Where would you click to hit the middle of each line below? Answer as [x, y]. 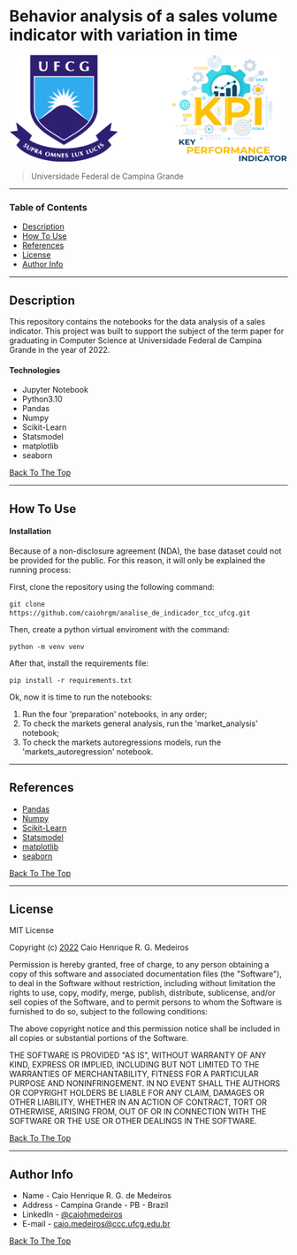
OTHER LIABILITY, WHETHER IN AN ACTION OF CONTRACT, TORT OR [138, 1102]
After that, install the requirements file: [79, 663]
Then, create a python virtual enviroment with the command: [119, 629]
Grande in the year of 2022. [60, 349]
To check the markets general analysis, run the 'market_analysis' [140, 723]
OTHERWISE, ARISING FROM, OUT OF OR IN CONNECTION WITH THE [138, 1112]
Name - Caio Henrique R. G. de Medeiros [97, 1196]
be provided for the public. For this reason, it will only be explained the [137, 560]
